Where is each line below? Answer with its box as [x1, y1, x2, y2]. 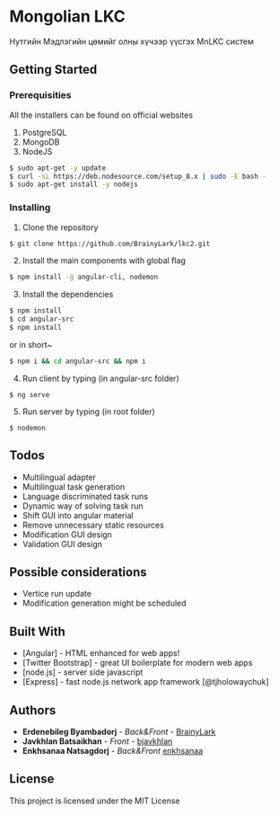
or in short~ [9, 339, 53, 350]
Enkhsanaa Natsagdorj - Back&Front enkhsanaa [22, 746, 204, 757]
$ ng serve [9, 390, 50, 399]
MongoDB [22, 137, 60, 147]
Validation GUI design [22, 538, 103, 549]
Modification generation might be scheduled [22, 598, 187, 608]
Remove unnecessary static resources [22, 519, 164, 530]
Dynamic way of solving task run [22, 501, 143, 511]
